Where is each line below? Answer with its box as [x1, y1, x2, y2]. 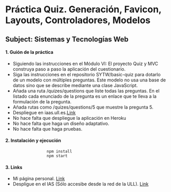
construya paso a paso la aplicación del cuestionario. [12, 66, 126, 72]
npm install [46, 148, 72, 154]
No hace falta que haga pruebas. [12, 125, 83, 132]
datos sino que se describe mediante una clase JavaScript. [12, 82, 138, 88]
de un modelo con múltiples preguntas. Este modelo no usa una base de [12, 77, 166, 83]
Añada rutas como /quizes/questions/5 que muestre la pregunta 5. [12, 104, 154, 110]
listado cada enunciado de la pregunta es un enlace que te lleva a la [12, 93, 157, 99]
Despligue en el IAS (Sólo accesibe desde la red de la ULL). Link [12, 181, 149, 187]
